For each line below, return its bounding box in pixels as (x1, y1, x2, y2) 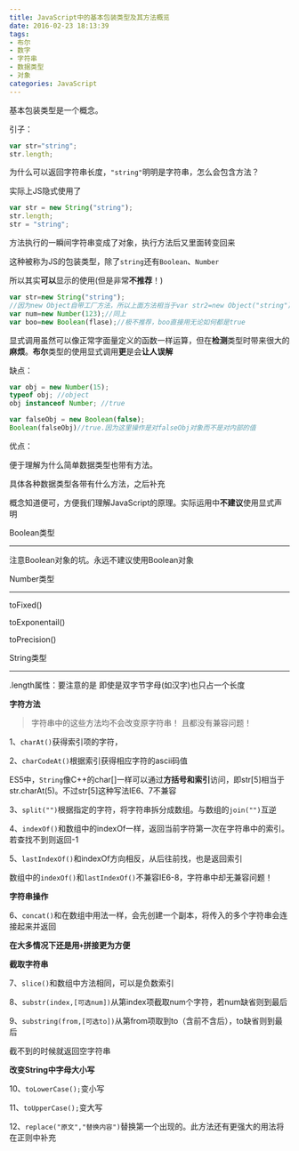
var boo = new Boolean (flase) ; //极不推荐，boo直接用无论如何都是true (9, 318, 246, 326)
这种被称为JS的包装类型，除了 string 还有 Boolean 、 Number (9, 256, 220, 267)
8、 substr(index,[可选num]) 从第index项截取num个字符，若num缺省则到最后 (9, 996, 287, 1007)
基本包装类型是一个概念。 (9, 104, 103, 116)
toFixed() (9, 600, 43, 610)
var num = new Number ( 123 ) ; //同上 (9, 309, 127, 318)
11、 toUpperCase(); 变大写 (9, 1102, 103, 1113)
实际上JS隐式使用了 (9, 186, 82, 197)
